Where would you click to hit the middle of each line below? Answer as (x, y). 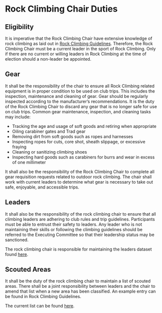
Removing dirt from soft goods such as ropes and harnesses (73, 136)
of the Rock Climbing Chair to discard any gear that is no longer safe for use (81, 106)
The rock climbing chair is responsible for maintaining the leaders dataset (78, 249)
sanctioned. (17, 240)
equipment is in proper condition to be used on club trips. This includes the (80, 91)
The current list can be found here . (40, 306)
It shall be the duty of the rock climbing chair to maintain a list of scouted (78, 281)
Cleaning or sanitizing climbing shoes (49, 152)
